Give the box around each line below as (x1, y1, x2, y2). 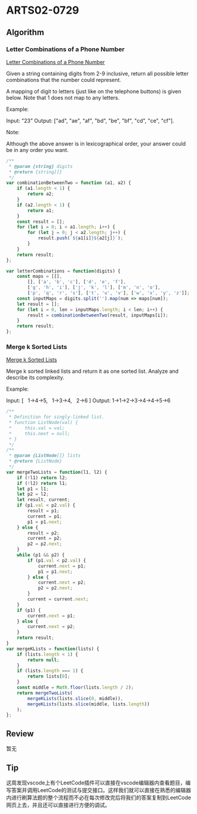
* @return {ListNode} (8, 458, 62, 464)
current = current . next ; (27, 596, 89, 603)
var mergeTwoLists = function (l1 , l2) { (6, 469, 108, 475)
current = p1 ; (27, 513, 62, 520)
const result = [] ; (17, 218, 65, 224)
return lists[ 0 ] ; (27, 673, 70, 680)
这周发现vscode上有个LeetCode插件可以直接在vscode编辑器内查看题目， (6, 779, 186, 786)
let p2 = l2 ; (17, 491, 49, 498)
